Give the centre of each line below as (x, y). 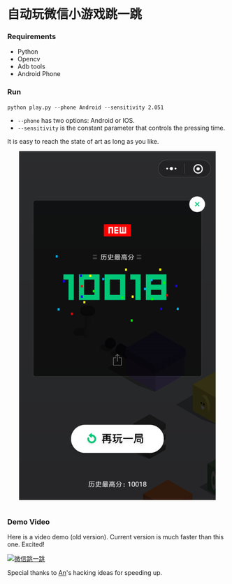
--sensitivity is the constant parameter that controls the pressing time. (121, 128)
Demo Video (29, 522)
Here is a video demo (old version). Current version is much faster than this (116, 537)
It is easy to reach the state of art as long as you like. (83, 141)
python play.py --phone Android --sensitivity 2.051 (86, 107)
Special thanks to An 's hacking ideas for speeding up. (85, 573)
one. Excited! (26, 544)
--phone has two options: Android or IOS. (76, 120)
